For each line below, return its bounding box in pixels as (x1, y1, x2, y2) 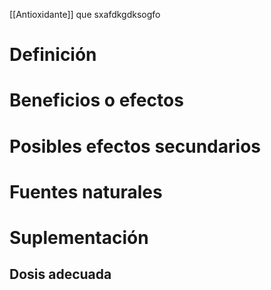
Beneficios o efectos (9, 89, 184, 112)
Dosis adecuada (9, 266, 112, 283)
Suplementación (9, 226, 149, 249)
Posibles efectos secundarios (9, 135, 261, 158)
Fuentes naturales (9, 180, 163, 203)
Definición (9, 44, 97, 66)
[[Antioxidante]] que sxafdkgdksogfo (9, 9, 161, 20)
